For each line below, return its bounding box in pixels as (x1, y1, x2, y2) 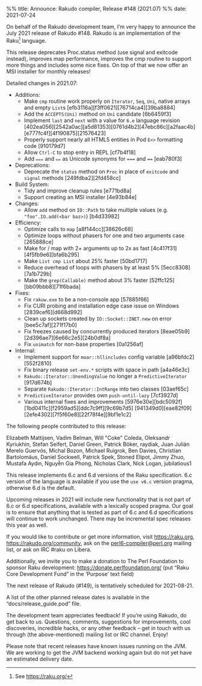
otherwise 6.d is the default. (6, 484, 76, 491)
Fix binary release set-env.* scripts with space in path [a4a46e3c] (23, 366, 190, 373)
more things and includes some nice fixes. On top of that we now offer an (6, 61, 188, 69)
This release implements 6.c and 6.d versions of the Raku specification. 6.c (6, 471, 192, 478)
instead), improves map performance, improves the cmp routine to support (6, 55, 192, 62)
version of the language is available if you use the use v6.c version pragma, (6, 478, 194, 485)
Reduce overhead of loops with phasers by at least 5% (23, 264, 160, 271)
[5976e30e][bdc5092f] (125, 398, 182, 405)
